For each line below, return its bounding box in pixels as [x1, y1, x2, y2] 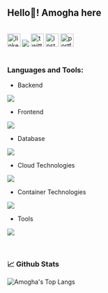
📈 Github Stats [7, 259, 59, 269]
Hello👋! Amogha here [7, 7, 102, 19]
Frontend [17, 108, 44, 116]
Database [17, 135, 45, 143]
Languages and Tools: [7, 64, 84, 74]
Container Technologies [17, 188, 86, 196]
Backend [17, 81, 43, 90]
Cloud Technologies [17, 161, 75, 170]
